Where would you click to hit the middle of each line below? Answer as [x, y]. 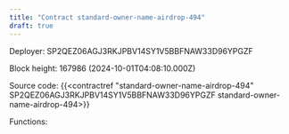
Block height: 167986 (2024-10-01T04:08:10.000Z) [103, 68]
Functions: [29, 122]
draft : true [31, 26]
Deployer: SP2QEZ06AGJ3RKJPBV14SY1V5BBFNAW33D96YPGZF [132, 51]
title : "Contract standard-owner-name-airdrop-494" [107, 17]
